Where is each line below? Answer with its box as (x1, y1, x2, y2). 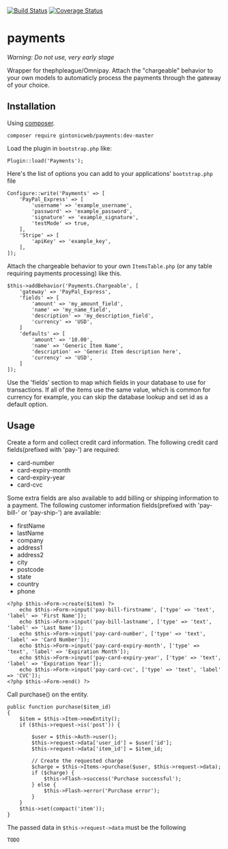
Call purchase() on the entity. (7, 690, 89, 698)
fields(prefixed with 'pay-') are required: (7, 445, 119, 453)
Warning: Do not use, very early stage (7, 53, 115, 61)
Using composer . (7, 118, 55, 127)
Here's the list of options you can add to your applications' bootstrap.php (7, 169, 213, 177)
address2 (16, 550, 44, 559)
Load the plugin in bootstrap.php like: (7, 144, 113, 152)
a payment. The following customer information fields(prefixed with (7, 500, 197, 509)
